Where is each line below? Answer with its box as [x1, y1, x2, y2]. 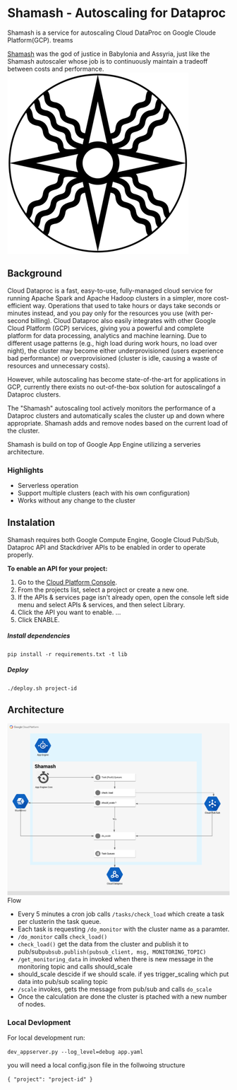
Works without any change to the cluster [17, 496, 136, 505]
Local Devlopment [7, 1017, 71, 1027]
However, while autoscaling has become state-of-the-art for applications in [7, 375, 226, 383]
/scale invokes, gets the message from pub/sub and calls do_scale [17, 985, 212, 993]
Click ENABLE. [17, 615, 60, 623]
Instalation [7, 517, 55, 529]
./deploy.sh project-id [7, 684, 78, 692]
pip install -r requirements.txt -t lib [7, 650, 128, 658]
